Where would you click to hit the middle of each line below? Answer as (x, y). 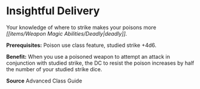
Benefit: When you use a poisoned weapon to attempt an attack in (88, 56)
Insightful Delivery (53, 11)
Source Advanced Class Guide (44, 81)
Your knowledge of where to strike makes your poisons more (81, 27)
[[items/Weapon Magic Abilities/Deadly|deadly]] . (67, 33)
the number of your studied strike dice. (54, 69)
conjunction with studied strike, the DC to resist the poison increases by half (100, 63)
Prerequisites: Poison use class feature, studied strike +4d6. (81, 45)
